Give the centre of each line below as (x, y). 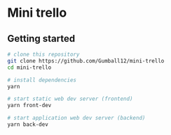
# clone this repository (43, 54)
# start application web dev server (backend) (76, 118)
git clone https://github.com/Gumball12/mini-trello (86, 61)
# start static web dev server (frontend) (70, 99)
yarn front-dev (29, 106)
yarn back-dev (28, 125)
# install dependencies (42, 80)
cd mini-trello (29, 67)
